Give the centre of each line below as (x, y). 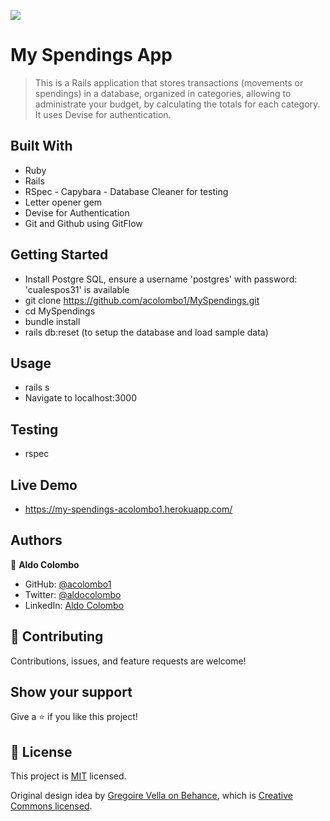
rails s (37, 387)
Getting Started (59, 255)
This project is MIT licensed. (68, 776)
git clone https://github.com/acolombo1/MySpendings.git (142, 300)
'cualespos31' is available (77, 289)
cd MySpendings (60, 311)
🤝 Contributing (57, 636)
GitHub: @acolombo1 (68, 584)
